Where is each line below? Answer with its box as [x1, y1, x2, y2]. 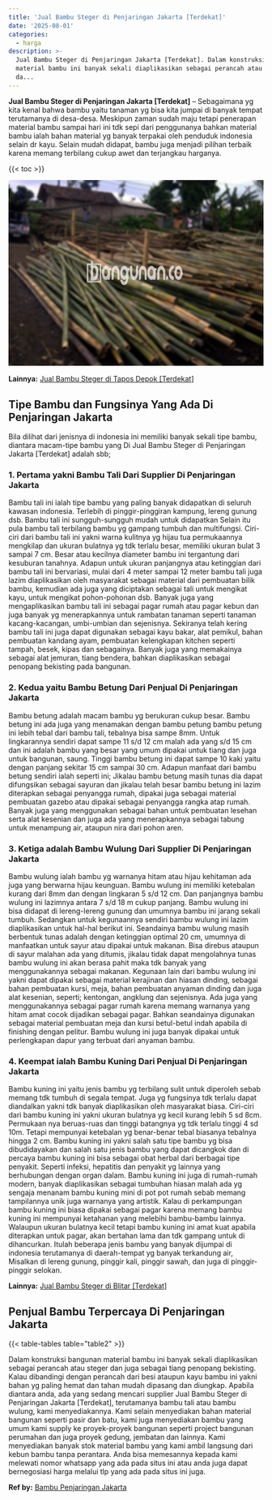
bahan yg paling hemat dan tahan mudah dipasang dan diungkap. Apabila [8, 1381, 254, 1390]
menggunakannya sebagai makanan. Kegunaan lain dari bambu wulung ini [8, 966, 257, 976]
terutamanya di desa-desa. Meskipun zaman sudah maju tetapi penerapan [8, 114, 257, 123]
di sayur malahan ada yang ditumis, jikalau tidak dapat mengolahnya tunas [8, 949, 257, 959]
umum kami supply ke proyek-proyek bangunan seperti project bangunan [8, 1424, 253, 1433]
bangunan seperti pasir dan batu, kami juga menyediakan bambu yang [8, 1415, 244, 1425]
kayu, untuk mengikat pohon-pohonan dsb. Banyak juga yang [8, 593, 215, 602]
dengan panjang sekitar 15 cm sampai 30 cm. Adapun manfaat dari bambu [8, 762, 257, 772]
